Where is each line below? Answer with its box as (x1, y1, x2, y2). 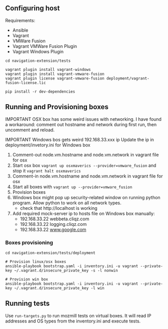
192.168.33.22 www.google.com (20, 226, 87, 232)
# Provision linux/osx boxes (5, 259, 66, 264)
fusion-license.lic (5, 80, 46, 85)
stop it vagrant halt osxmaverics (12, 168, 81, 174)
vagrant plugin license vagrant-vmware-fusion (5, 75, 105, 81)
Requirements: (5, 17, 35, 23)
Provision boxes (12, 189, 46, 195)
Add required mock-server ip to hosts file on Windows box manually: (12, 210, 155, 216)
